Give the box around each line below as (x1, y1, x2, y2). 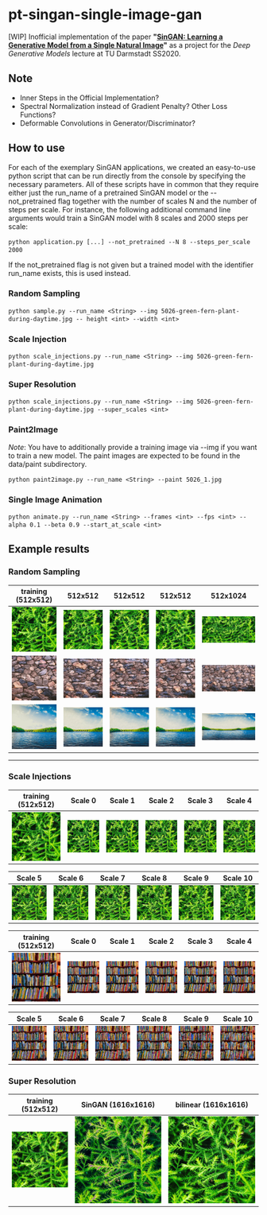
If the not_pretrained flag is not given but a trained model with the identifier (8, 260, 254, 270)
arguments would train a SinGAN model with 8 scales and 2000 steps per (8, 213, 249, 223)
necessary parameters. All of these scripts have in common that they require (8, 179, 260, 188)
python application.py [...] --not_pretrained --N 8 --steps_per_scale (8, 238, 250, 246)
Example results (8, 542, 90, 556)
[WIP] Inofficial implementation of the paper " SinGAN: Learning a (8, 32, 223, 41)
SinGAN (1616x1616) (80, 1100, 155, 1110)
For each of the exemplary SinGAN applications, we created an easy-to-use (8, 162, 256, 172)
